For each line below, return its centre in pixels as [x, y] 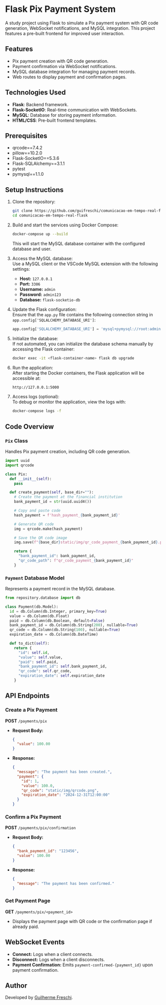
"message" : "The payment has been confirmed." [66, 883]
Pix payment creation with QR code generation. [60, 61]
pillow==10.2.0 [27, 153]
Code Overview [30, 426]
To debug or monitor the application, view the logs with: [69, 402]
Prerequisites [26, 136]
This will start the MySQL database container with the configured [79, 243]
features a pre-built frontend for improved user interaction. [65, 33]
